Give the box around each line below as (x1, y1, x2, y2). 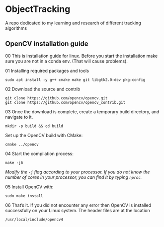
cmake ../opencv (5, 142, 39, 147)
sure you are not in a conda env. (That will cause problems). (5, 58, 128, 64)
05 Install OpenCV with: (5, 184, 54, 190)
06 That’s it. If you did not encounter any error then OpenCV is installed (5, 202, 152, 208)
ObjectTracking (5, 3, 71, 15)
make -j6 (5, 160, 23, 165)
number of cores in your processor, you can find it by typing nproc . (5, 174, 142, 180)
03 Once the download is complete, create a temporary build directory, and (5, 108, 160, 115)
